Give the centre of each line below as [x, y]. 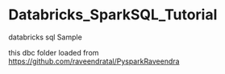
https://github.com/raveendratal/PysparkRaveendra [94, 61]
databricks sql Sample [45, 37]
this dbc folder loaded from [54, 52]
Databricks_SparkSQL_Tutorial [113, 15]
